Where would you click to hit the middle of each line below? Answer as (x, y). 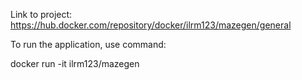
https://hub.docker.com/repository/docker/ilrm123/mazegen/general (151, 25)
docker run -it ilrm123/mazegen (75, 63)
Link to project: (41, 14)
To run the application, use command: (88, 44)
